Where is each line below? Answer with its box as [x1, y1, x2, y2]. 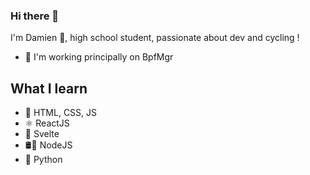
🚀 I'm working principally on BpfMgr [24, 51, 174, 63]
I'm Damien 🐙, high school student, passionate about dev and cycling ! [10, 32, 300, 44]
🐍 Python [24, 154, 63, 166]
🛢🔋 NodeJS [24, 139, 73, 151]
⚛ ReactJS [24, 117, 70, 129]
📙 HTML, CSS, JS [24, 107, 98, 119]
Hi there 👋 [10, 9, 60, 23]
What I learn [10, 80, 88, 97]
